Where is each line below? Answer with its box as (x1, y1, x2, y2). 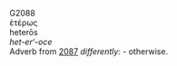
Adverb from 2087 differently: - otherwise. (9, 46, 169, 57)
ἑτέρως (9, 17, 38, 28)
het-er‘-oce (9, 36, 53, 47)
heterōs (9, 27, 38, 37)
